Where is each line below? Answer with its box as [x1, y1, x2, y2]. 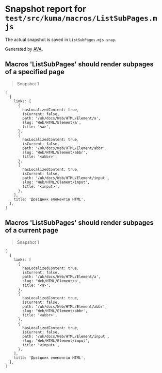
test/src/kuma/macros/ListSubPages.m [5, 14, 158, 23]
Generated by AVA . [5, 46, 43, 52]
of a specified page [5, 68, 65, 76]
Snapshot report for [5, 3, 86, 15]
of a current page [5, 226, 59, 235]
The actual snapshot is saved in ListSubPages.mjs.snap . [5, 37, 116, 42]
